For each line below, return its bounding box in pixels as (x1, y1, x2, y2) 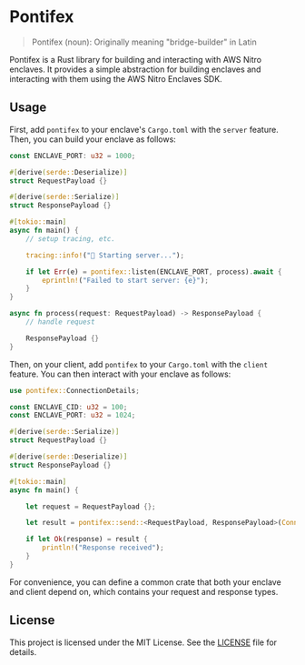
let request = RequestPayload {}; (25, 502, 156, 511)
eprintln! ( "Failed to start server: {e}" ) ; (42, 276, 209, 285)
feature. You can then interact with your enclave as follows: (9, 368, 231, 379)
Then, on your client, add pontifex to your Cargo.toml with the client (9, 358, 269, 369)
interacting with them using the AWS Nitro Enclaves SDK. (9, 73, 222, 84)
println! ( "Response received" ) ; (42, 543, 165, 552)
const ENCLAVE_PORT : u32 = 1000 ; (9, 151, 136, 160)
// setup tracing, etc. (25, 234, 116, 243)
